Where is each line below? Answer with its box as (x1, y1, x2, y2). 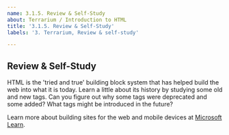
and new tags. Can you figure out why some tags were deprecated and (7, 93, 207, 101)
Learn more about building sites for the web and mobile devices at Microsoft (7, 113, 222, 121)
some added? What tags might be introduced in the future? (7, 100, 173, 108)
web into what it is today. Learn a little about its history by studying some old (7, 86, 223, 94)
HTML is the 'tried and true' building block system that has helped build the (7, 78, 219, 87)
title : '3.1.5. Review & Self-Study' (7, 22, 115, 29)
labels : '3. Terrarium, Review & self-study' (7, 29, 139, 36)
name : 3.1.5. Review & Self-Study (7, 10, 106, 17)
